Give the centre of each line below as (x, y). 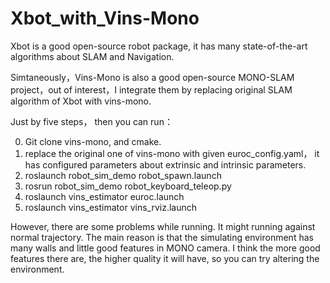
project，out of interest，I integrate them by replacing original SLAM (151, 89)
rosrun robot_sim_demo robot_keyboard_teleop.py (128, 186)
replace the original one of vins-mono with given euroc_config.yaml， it (172, 153)
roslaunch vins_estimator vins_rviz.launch (110, 207)
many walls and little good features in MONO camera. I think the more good (165, 248)
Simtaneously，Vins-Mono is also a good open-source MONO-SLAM (152, 77)
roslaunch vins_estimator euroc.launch (104, 196)
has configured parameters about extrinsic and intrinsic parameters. (165, 164)
